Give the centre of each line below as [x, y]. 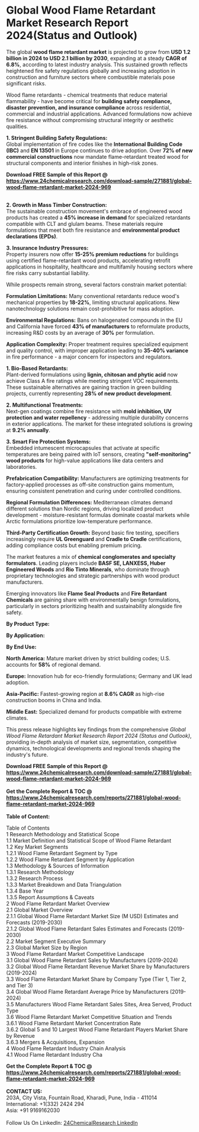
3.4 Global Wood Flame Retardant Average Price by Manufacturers [87, 992]
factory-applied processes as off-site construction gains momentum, [90, 484]
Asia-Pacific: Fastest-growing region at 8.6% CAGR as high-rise [85, 693]
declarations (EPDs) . [32, 236]
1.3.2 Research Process [35, 878]
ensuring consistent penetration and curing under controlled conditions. [94, 491]
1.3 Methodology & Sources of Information [58, 865]
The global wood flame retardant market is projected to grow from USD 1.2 [98, 52]
